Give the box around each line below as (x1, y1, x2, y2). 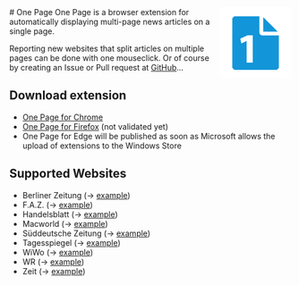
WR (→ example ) (21, 256, 85, 267)
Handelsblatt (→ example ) (21, 208, 118, 220)
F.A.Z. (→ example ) (21, 199, 94, 210)
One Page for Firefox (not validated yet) (21, 121, 168, 131)
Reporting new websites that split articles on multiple (9, 43, 204, 54)
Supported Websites (9, 166, 127, 181)
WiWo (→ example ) (21, 247, 94, 257)
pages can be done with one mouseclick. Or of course (9, 53, 210, 63)
